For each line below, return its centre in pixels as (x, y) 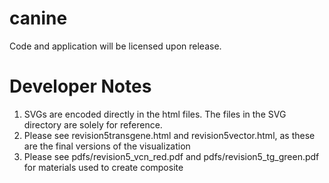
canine (38, 18)
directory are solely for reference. (93, 124)
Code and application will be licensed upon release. (115, 46)
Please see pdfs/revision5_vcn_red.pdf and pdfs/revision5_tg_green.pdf (171, 156)
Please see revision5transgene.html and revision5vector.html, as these (169, 135)
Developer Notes (80, 86)
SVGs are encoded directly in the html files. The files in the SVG (155, 114)
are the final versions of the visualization (107, 146)
